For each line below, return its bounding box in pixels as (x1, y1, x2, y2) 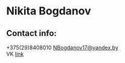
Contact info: (6, 28, 57, 38)
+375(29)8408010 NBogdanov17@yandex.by (6, 44, 119, 51)
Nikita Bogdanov (6, 4, 92, 18)
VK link (6, 50, 24, 58)
